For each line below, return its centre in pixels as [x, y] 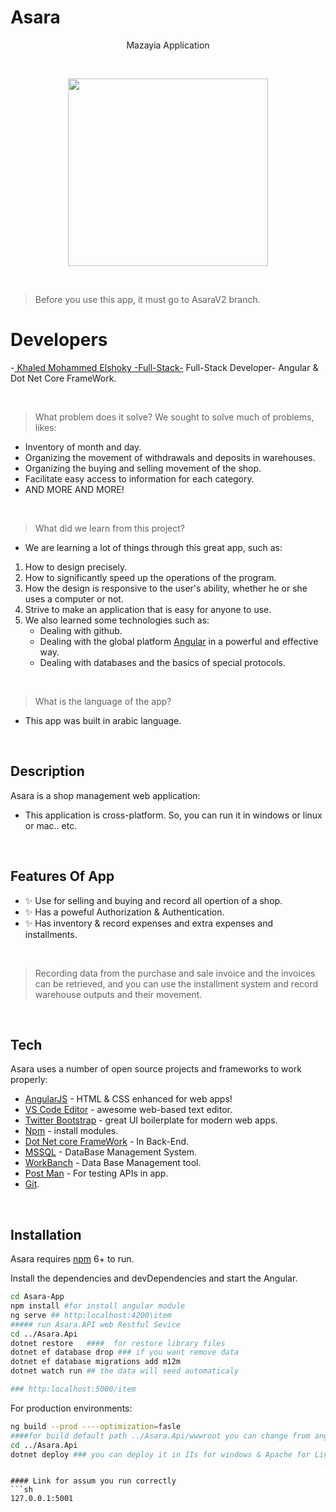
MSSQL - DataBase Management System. [111, 1152]
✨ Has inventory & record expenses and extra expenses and [149, 923]
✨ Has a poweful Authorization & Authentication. [124, 912]
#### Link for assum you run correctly [93, 1481]
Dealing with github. [81, 630]
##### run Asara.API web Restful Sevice [96, 1324]
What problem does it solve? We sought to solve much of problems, [174, 417]
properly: [29, 1080]
